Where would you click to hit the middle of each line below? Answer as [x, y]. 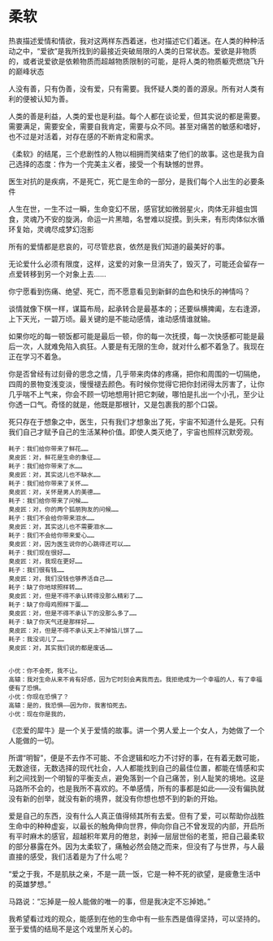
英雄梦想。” [33, 884]
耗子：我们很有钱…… [37, 570]
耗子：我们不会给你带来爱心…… [52, 535]
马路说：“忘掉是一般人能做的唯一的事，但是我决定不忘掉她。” [110, 901]
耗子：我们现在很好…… [39, 552]
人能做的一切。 [33, 740]
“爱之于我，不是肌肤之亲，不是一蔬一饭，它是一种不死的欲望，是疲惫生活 [131, 873]
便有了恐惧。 [27, 688]
